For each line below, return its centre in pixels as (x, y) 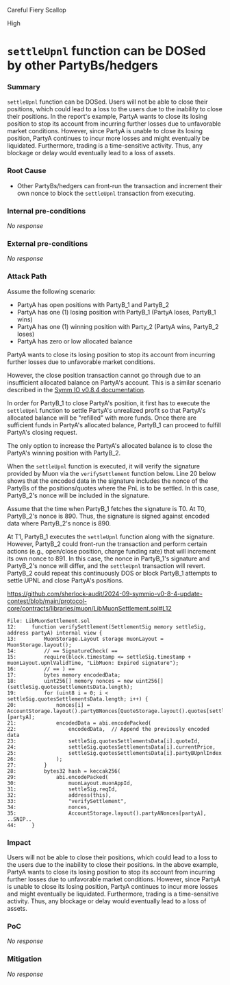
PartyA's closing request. (42, 432)
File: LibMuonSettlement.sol (49, 621)
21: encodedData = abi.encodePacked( (79, 723)
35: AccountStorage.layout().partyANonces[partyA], (107, 813)
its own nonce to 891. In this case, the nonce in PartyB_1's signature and (108, 558)
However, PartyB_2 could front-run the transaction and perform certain (107, 544)
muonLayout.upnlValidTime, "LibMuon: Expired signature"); (93, 663)
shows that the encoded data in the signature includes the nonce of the (108, 481)
